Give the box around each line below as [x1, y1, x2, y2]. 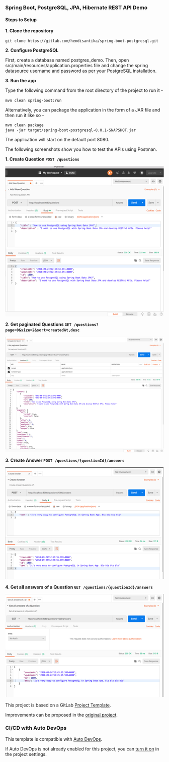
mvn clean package [5, 123, 44, 128]
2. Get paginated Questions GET [5, 321, 72, 327]
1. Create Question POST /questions [5, 156, 79, 162]
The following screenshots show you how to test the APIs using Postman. [5, 146, 157, 152]
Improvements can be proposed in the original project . [5, 712, 118, 718]
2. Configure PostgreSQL [5, 47, 59, 53]
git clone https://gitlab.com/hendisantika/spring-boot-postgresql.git [5, 38, 158, 44]
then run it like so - [5, 113, 44, 119]
